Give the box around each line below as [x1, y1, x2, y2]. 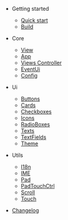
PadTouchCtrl [20, 183, 55, 189]
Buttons [20, 96, 41, 102]
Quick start [20, 17, 48, 23]
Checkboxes [20, 108, 52, 115]
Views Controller [20, 60, 62, 66]
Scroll [20, 189, 35, 196]
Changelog [11, 207, 39, 214]
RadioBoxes [20, 121, 50, 128]
